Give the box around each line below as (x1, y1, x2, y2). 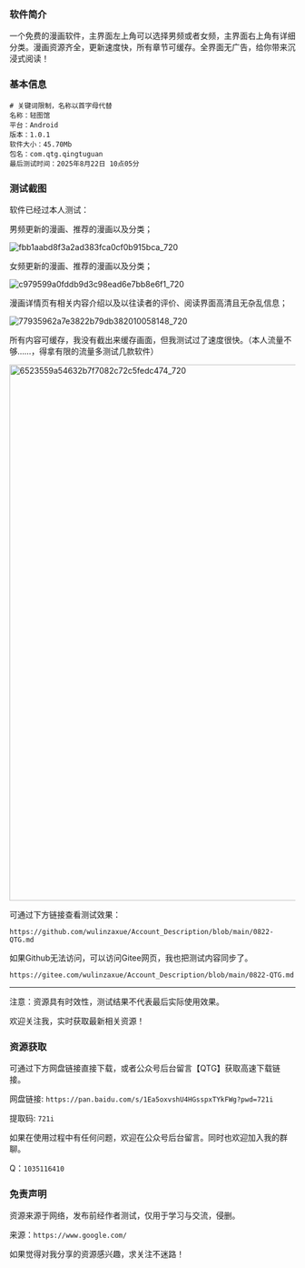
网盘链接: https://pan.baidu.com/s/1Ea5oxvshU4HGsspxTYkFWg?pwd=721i (9, 1093, 274, 1104)
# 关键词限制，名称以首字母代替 (9, 101, 113, 110)
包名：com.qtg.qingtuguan (9, 149, 103, 158)
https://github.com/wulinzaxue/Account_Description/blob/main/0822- (9, 927, 274, 936)
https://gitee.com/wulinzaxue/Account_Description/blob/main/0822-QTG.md (9, 971, 295, 980)
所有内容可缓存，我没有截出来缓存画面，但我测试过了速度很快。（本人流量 (9, 334, 284, 345)
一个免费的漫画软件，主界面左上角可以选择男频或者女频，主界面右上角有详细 (9, 30, 296, 42)
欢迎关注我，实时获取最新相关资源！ (9, 1015, 145, 1026)
